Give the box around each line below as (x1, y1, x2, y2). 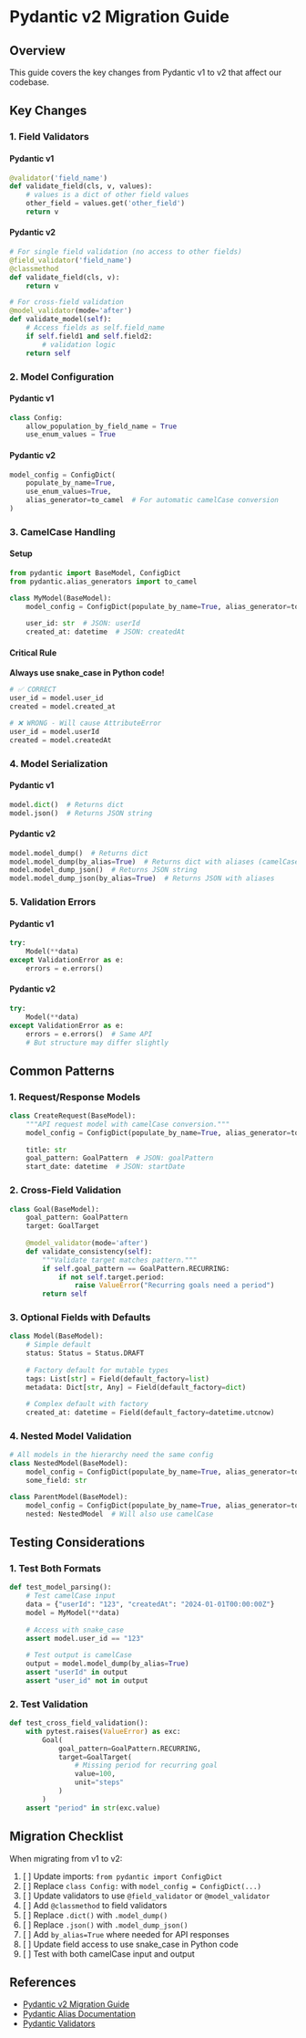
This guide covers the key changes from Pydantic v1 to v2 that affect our (9, 67, 282, 78)
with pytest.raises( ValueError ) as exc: (25, 1727, 181, 1736)
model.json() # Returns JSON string (9, 808, 153, 818)
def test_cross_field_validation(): (9, 1718, 148, 1728)
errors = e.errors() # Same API (25, 1029, 153, 1038)
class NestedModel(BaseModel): (9, 1459, 128, 1468)
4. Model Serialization (9, 757, 108, 770)
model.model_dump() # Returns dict (9, 848, 148, 857)
